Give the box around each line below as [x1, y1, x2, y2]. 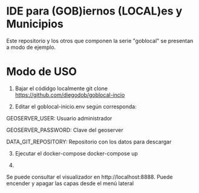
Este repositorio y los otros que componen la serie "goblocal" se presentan [6, 37, 194, 44]
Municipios [6, 17, 64, 31]
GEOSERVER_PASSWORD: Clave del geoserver [6, 126, 124, 134]
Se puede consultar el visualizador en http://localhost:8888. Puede [6, 173, 174, 180]
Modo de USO [6, 65, 77, 79]
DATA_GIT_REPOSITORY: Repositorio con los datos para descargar [6, 138, 172, 145]
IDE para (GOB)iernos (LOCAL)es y [6, 4, 183, 18]
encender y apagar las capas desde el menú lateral [6, 180, 134, 187]
